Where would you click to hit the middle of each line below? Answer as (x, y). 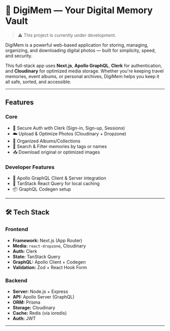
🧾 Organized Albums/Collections (47, 141)
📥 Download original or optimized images (56, 152)
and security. (19, 56)
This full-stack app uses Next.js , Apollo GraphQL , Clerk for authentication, (84, 65)
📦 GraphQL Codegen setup (42, 189)
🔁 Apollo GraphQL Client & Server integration (59, 178)
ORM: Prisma (26, 302)
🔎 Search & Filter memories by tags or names (60, 146)
